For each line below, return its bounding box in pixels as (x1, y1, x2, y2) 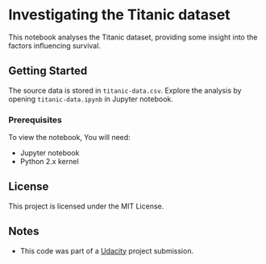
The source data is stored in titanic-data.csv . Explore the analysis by (8, 85, 242, 95)
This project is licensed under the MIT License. (8, 201, 164, 211)
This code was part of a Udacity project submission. (19, 245, 194, 255)
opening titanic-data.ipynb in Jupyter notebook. (8, 94, 173, 104)
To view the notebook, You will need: (8, 133, 131, 142)
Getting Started (8, 64, 88, 78)
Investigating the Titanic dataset (8, 6, 231, 24)
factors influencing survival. (8, 40, 101, 50)
